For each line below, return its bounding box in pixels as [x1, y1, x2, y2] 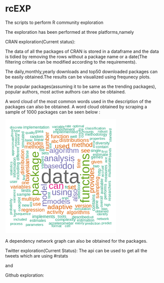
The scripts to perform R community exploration [5, 19, 103, 25]
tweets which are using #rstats [5, 253, 69, 259]
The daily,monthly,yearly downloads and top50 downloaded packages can [5, 68, 158, 75]
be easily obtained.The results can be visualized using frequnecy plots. [5, 74, 151, 80]
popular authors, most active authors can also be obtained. [5, 89, 126, 94]
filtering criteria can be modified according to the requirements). [5, 59, 137, 65]
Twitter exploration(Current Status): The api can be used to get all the [5, 247, 148, 254]
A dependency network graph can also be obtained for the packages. [5, 238, 148, 244]
